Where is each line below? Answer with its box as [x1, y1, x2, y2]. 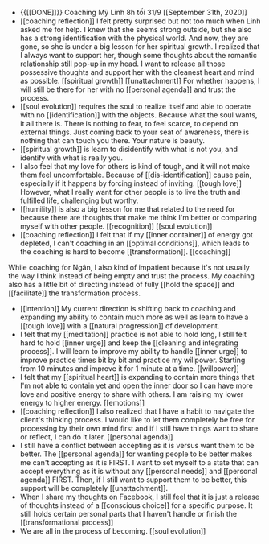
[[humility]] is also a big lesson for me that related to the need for [19, 204, 235, 213]
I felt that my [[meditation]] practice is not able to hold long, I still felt [19, 330, 247, 339]
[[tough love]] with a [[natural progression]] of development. [19, 321, 220, 330]
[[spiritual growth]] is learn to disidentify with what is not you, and [19, 145, 238, 154]
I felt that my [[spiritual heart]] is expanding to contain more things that [19, 373, 255, 381]
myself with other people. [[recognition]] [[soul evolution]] [19, 221, 213, 231]
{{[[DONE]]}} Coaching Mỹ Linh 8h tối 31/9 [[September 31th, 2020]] [19, 8, 247, 17]
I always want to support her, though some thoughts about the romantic [19, 51, 257, 60]
